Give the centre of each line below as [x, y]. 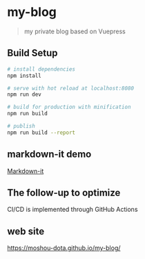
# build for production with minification [69, 107]
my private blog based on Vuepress [75, 31]
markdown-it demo [49, 154]
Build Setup [32, 53]
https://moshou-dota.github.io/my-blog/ [64, 248]
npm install [24, 76]
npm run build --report [41, 133]
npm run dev [24, 94]
